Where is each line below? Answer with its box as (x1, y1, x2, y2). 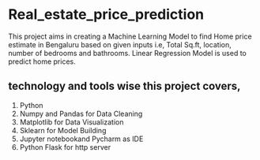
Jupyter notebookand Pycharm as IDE (19, 134, 144, 143)
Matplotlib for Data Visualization (19, 117, 124, 127)
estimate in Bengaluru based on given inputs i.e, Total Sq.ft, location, (8, 39, 232, 49)
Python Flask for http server (19, 142, 111, 151)
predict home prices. (8, 57, 77, 66)
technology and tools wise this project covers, (8, 80, 241, 93)
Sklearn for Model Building (19, 125, 107, 135)
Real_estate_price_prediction (8, 6, 205, 24)
